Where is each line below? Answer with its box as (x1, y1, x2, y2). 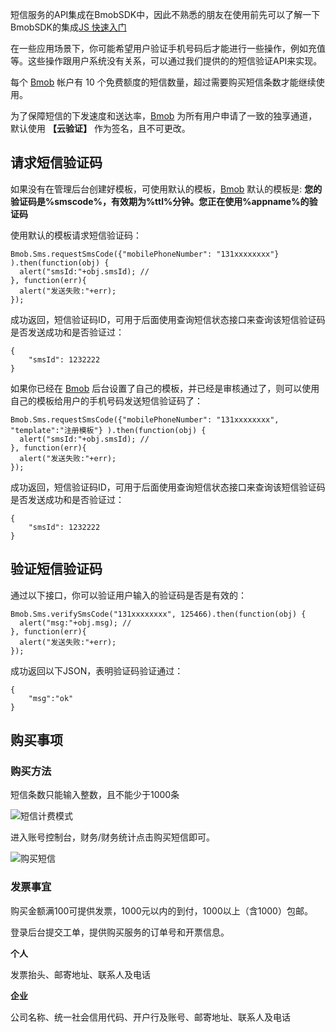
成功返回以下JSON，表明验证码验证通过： (10, 664, 184, 677)
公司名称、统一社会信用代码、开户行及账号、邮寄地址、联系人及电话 (10, 1011, 291, 1023)
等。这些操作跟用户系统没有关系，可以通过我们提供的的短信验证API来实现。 (10, 55, 323, 67)
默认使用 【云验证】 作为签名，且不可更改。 (10, 123, 191, 134)
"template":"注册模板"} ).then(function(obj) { (10, 425, 207, 435)
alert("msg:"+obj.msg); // (19, 618, 132, 628)
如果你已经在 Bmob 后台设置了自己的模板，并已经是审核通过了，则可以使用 (10, 382, 320, 394)
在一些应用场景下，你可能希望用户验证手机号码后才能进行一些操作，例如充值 (10, 43, 326, 54)
